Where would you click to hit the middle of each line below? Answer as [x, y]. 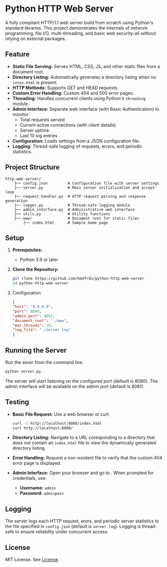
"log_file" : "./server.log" [41, 330]
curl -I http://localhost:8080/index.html [57, 423]
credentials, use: [29, 478]
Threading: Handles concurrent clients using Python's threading [79, 98]
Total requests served [42, 119]
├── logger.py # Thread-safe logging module [72, 205]
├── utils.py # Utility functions [62, 214]
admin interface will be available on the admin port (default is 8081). [75, 386]
